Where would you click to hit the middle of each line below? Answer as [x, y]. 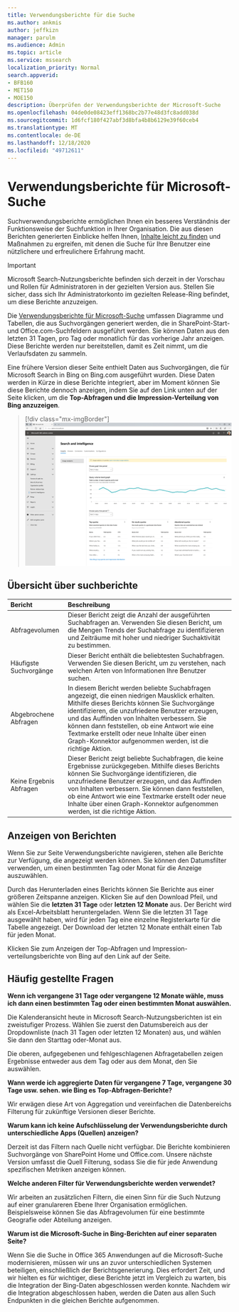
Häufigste [25, 663]
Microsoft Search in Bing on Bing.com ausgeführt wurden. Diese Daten [111, 375]
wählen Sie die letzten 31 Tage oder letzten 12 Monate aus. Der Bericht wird [119, 904]
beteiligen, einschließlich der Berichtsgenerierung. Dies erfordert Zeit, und [116, 1270]
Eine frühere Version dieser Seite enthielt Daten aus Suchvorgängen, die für [118, 368]
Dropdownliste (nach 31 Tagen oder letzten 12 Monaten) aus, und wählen [115, 1033]
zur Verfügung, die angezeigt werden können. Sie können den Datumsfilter [117, 861]
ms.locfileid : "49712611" [46, 150]
